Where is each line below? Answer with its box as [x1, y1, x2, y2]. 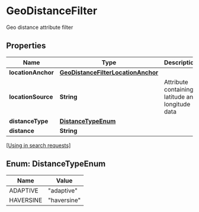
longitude [163, 100, 191, 108]
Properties [6, 41, 46, 51]
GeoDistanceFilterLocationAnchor [59, 68, 159, 76]
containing [163, 85, 194, 93]
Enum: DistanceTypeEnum [6, 159, 106, 169]
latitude [163, 93, 185, 101]
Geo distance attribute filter [6, 24, 73, 31]
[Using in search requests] [6, 142, 71, 149]
